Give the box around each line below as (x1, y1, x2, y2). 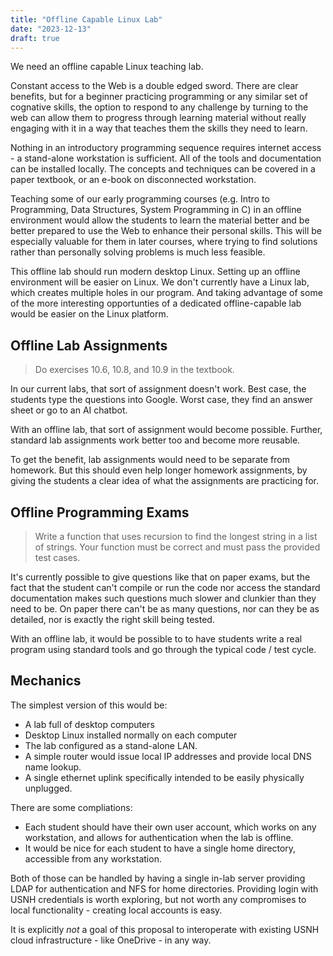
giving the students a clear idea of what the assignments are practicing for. (10, 475, 320, 487)
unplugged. (24, 782, 73, 794)
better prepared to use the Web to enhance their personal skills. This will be (10, 225, 322, 237)
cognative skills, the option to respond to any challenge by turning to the (10, 101, 309, 113)
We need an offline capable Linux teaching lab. (10, 61, 204, 73)
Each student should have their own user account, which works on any (24, 821, 317, 833)
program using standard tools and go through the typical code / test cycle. (10, 644, 317, 655)
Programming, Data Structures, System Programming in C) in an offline (10, 204, 302, 216)
